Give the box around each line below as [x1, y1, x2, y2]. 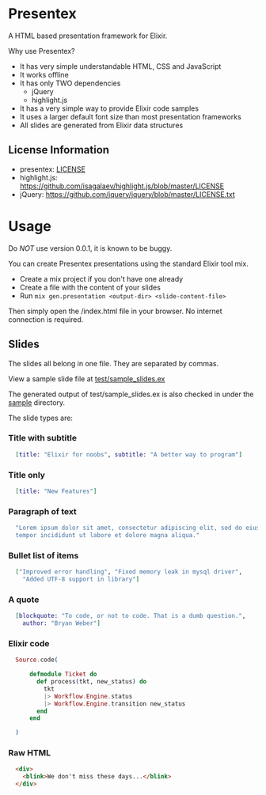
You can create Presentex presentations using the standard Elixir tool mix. [8, 259, 249, 268]
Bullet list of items [8, 550, 79, 561]
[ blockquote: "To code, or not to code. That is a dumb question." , [15, 612, 246, 620]
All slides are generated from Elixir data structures [19, 120, 184, 130]
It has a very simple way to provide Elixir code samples [19, 104, 199, 113]
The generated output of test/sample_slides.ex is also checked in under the [8, 389, 254, 399]
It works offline [19, 70, 69, 79]
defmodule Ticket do [28, 670, 97, 679]
